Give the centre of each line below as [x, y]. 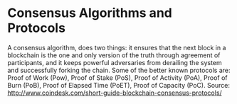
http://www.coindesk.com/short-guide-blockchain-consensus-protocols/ [115, 93]
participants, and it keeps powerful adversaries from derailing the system [115, 62]
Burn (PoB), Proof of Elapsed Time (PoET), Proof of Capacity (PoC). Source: [118, 85]
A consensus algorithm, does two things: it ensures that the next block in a [117, 47]
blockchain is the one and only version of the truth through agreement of [114, 55]
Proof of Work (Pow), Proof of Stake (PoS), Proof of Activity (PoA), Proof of [117, 77]
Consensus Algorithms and [90, 13]
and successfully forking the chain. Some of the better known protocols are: [119, 70]
